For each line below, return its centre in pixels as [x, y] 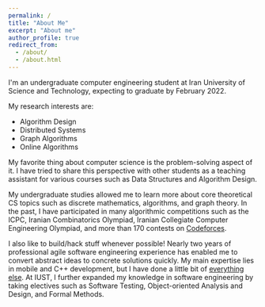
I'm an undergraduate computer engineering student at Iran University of [127, 82]
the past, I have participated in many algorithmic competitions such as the [129, 211]
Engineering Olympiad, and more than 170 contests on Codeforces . [117, 228]
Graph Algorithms [48, 138]
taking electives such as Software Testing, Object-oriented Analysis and [126, 286]
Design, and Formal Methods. [56, 294]
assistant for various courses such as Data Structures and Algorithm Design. [132, 178]
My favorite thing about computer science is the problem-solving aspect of [131, 162]
